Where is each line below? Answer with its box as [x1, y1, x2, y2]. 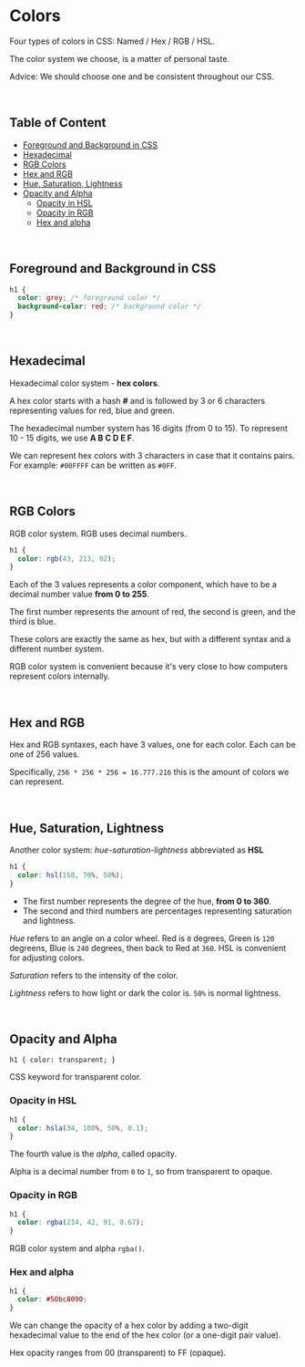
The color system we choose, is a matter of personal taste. [9, 53, 230, 64]
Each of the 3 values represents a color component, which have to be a [9, 579, 278, 590]
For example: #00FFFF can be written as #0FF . [9, 460, 178, 471]
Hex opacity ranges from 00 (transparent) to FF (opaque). [9, 1347, 227, 1359]
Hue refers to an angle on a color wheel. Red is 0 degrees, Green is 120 [9, 932, 275, 944]
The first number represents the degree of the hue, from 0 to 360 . [22, 896, 271, 906]
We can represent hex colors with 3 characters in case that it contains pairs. [9, 450, 295, 461]
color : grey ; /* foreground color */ [17, 294, 161, 303]
